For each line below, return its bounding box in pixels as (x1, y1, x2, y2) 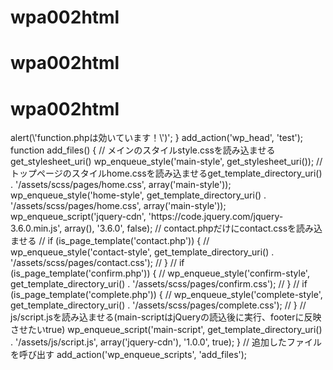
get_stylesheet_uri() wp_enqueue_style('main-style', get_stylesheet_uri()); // (10, 156, 323, 168)
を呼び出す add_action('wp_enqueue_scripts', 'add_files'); (10, 349, 248, 361)
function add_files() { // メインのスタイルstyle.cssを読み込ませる (10, 144, 276, 156)
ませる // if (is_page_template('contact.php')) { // (10, 235, 210, 247)
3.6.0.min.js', (10, 222, 63, 235)
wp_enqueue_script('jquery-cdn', (10, 211, 147, 223)
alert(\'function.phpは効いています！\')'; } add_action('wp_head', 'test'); (10, 132, 304, 144)
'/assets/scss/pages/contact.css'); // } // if (10, 257, 185, 269)
